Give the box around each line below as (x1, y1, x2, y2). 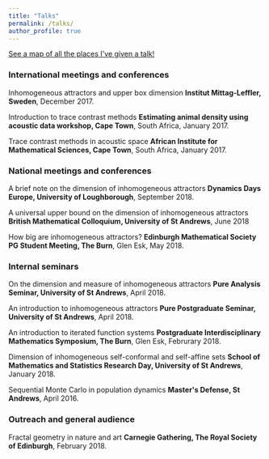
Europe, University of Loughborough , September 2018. (8, 192, 195, 202)
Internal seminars (8, 261, 79, 272)
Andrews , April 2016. (8, 393, 79, 403)
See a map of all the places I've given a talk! (8, 49, 155, 59)
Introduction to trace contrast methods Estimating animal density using (8, 112, 249, 121)
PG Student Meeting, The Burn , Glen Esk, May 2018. (8, 240, 184, 250)
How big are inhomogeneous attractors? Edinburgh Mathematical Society (8, 232, 257, 241)
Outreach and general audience (8, 414, 135, 425)
